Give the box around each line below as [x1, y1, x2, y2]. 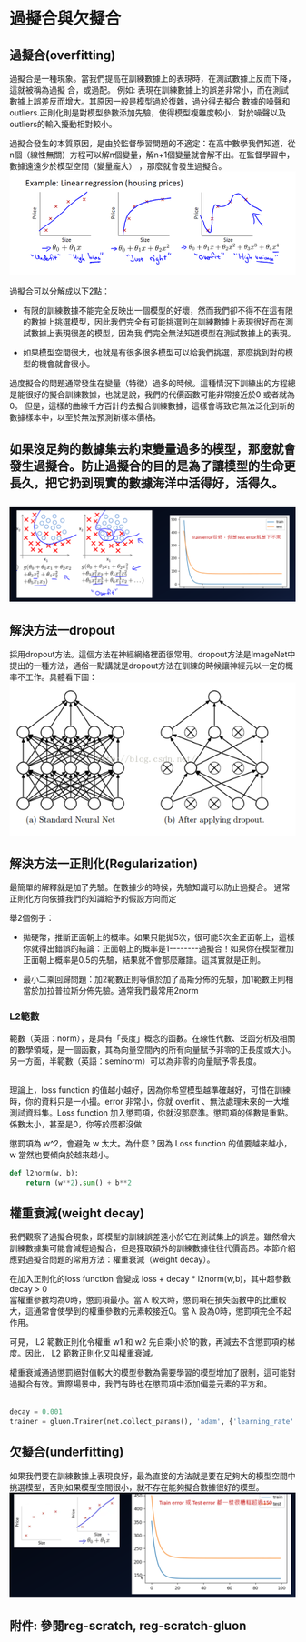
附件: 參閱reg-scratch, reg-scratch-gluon [9, 1617, 247, 1633]
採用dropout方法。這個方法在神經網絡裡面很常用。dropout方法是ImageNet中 [9, 648, 296, 659]
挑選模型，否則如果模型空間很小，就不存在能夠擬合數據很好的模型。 [9, 1481, 264, 1492]
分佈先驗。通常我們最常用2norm [78, 986, 199, 996]
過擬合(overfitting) [9, 47, 116, 63]
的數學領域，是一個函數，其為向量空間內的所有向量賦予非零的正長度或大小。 [9, 1044, 296, 1055]
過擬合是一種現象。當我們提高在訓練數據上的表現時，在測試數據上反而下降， [9, 74, 296, 84]
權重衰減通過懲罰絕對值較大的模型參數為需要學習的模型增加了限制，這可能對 [9, 1367, 296, 1378]
